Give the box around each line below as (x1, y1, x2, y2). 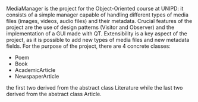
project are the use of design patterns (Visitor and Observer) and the (6, 24, 175, 31)
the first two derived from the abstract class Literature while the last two (6, 84, 183, 91)
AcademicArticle (14, 67, 56, 73)
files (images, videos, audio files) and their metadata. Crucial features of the (6, 18, 193, 24)
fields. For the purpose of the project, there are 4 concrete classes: (6, 42, 171, 50)
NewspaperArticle (14, 73, 59, 80)
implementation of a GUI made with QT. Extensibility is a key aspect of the (6, 30, 187, 37)
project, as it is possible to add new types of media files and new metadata (6, 37, 190, 43)
